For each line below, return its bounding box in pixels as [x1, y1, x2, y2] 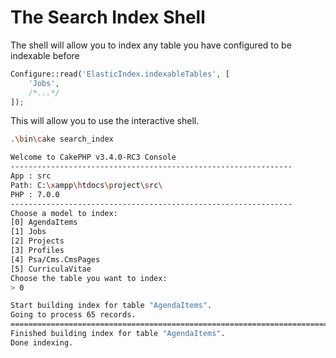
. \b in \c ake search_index [10, 134, 114, 145]
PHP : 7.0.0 [10, 189, 60, 200]
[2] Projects [10, 236, 65, 246]
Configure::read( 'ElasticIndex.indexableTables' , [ [10, 69, 230, 79]
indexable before [10, 49, 80, 61]
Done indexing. [10, 337, 74, 348]
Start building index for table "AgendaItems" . [10, 301, 213, 311]
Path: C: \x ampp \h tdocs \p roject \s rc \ [10, 180, 163, 190]
